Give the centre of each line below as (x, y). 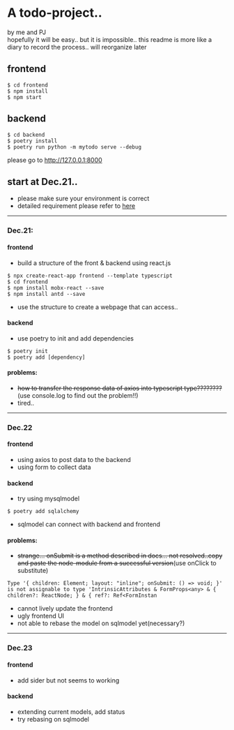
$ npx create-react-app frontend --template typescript (90, 276)
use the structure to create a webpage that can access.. (97, 307)
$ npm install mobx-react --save (56, 288)
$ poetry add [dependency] (46, 357)
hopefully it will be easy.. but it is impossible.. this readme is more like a (110, 39)
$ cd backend (26, 135)
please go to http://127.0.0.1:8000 (55, 160)
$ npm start (24, 97)
